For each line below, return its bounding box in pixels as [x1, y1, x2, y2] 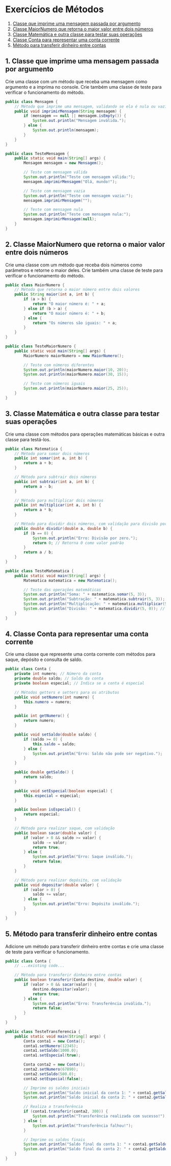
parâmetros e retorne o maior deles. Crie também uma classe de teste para [5, 267, 163, 273]
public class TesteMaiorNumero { [5, 344, 76, 349]
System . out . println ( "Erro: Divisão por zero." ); [32, 536, 138, 541]
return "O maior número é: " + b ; [32, 311, 106, 316]
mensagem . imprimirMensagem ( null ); [23, 217, 97, 222]
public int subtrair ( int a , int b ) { [14, 479, 95, 484]
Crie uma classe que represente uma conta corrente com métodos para [5, 651, 156, 657]
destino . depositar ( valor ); [32, 986, 90, 992]
